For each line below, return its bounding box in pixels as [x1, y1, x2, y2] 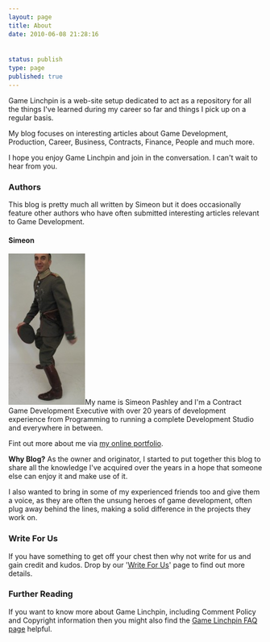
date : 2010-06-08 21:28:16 [8, 30, 99, 38]
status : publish [8, 56, 63, 64]
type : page [8, 65, 45, 73]
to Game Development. [8, 217, 85, 227]
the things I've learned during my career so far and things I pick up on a [8, 104, 247, 114]
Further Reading [8, 589, 73, 600]
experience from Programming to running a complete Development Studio [8, 415, 254, 424]
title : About [8, 21, 52, 30]
